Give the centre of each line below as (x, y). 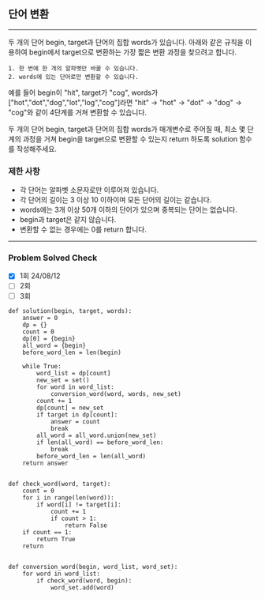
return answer (45, 463)
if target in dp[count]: (77, 414)
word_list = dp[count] (74, 373)
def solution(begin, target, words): (70, 311)
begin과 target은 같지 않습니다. (68, 220)
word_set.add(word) (82, 587)
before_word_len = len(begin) (72, 352)
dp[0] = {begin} (49, 338)
